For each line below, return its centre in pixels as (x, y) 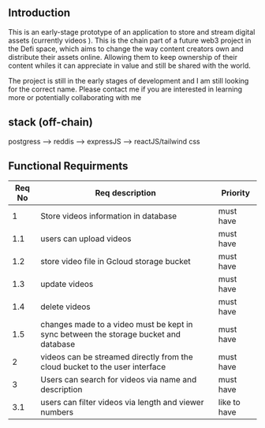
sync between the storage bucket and (111, 334)
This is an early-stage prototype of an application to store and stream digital (132, 32)
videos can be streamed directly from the (117, 357)
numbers (57, 412)
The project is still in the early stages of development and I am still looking (129, 80)
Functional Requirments (68, 166)
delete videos (65, 307)
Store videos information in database (109, 216)
